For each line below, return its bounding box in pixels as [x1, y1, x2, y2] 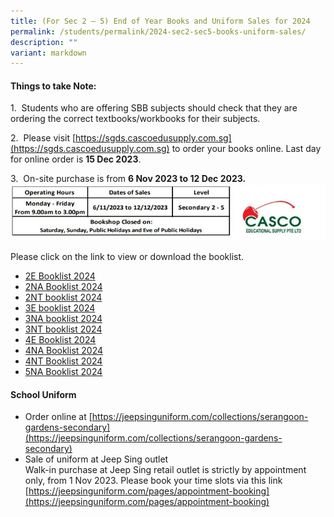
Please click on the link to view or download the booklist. [10, 251, 245, 263]
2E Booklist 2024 [24, 270, 96, 282]
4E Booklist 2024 [24, 334, 97, 346]
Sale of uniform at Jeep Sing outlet [24, 453, 169, 465]
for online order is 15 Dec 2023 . [10, 153, 142, 165]
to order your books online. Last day [171, 143, 322, 155]
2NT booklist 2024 [24, 291, 103, 304]
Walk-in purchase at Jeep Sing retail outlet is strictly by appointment [24, 464, 307, 476]
